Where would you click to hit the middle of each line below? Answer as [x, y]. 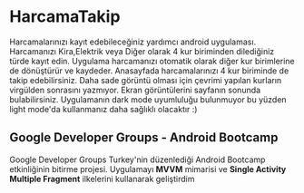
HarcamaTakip [65, 17]
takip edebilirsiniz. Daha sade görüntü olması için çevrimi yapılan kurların [146, 80]
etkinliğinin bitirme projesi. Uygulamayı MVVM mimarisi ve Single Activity [148, 169]
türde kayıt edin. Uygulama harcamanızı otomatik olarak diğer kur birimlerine [152, 61]
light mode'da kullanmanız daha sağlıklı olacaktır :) [103, 109]
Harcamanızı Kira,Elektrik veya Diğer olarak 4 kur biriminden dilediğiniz [142, 51]
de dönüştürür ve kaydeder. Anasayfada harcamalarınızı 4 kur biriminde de [149, 71]
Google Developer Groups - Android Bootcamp [144, 138]
